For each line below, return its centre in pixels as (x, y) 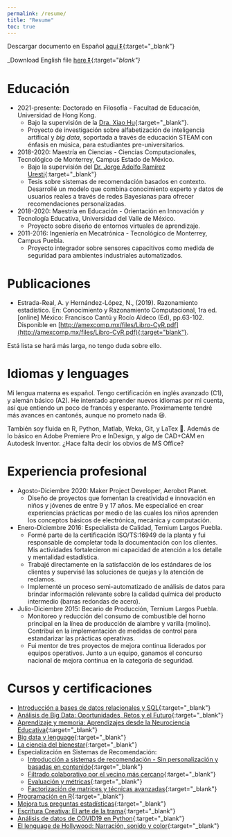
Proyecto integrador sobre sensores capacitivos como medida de (121, 248)
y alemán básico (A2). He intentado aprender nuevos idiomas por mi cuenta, (116, 401)
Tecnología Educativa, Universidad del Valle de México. (96, 219)
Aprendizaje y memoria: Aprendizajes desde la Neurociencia (104, 722)
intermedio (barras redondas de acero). (84, 602)
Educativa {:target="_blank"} (57, 730)
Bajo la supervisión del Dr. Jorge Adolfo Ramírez (97, 167)
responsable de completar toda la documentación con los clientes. (123, 542)
